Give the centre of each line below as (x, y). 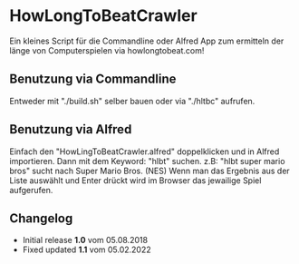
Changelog (41, 218)
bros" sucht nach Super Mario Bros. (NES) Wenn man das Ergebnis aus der (149, 171)
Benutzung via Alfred (71, 129)
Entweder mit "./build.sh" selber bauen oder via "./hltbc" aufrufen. (132, 101)
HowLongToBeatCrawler (103, 16)
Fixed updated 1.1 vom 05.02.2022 (87, 249)
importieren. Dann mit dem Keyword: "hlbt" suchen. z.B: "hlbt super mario (147, 161)
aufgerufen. (31, 190)
